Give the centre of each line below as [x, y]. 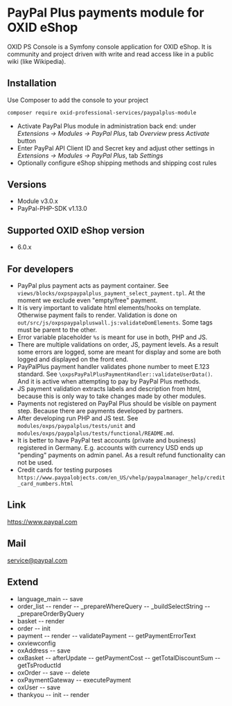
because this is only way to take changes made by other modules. [111, 396]
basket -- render [41, 621]
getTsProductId [39, 665]
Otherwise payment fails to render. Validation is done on [97, 315]
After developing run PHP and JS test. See [78, 418]
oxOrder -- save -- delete [53, 672]
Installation [32, 84]
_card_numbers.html [45, 484]
